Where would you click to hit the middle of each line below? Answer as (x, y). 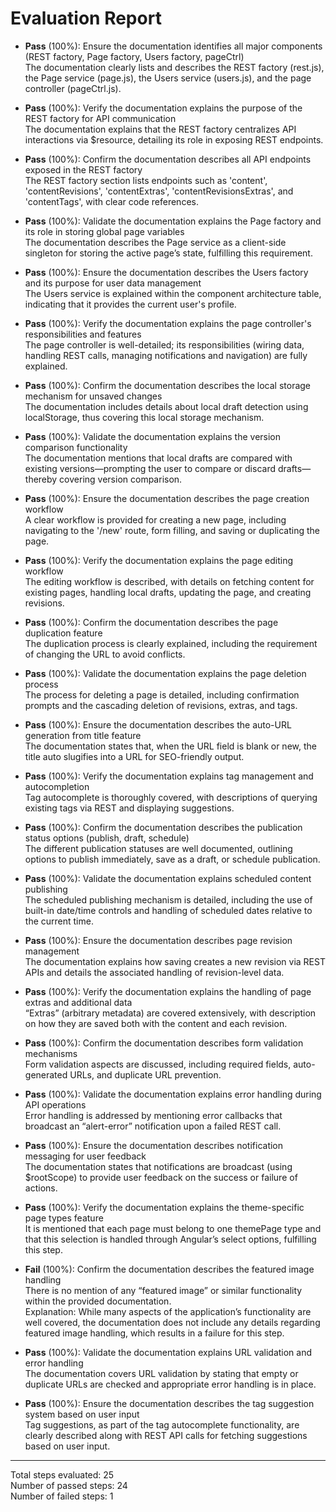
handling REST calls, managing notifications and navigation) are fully (166, 355)
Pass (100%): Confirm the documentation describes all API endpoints (168, 159)
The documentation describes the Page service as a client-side (155, 242)
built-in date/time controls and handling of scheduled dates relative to (168, 910)
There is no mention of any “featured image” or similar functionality (163, 1290)
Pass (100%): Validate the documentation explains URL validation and (168, 1352)
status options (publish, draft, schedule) (107, 838)
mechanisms (51, 1053)
